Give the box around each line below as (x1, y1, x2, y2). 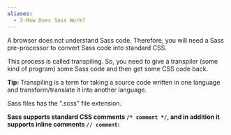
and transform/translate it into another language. (7, 85, 147, 94)
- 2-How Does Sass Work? (13, 17, 86, 24)
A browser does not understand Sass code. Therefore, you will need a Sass (7, 36, 225, 44)
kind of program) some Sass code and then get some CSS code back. (7, 64, 208, 73)
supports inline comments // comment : (7, 120, 120, 128)
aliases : (7, 10, 33, 17)
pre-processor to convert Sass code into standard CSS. (7, 43, 167, 52)
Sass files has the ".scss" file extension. (7, 99, 122, 107)
